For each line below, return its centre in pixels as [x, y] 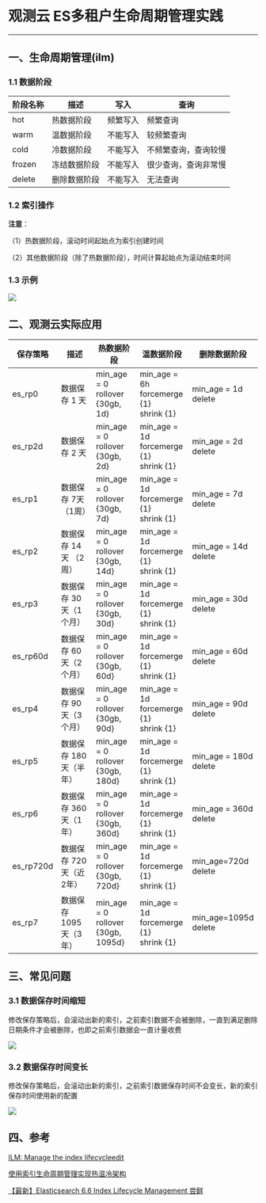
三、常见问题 [40, 976]
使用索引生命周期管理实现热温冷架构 [67, 1174]
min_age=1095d [223, 918]
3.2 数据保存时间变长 [48, 1067]
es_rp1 [25, 499]
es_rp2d [28, 447]
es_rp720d [33, 866]
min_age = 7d [217, 494]
